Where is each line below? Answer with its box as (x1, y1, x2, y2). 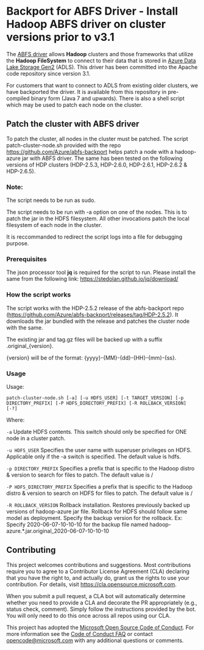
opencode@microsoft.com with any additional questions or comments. (6, 637, 184, 644)
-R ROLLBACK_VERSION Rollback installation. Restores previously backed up (6, 501, 191, 508)
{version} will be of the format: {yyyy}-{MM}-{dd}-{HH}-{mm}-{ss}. (6, 354, 177, 361)
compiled (6, 95, 30, 102)
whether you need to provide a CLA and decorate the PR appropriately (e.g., (6, 599, 198, 606)
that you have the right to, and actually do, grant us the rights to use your (6, 574, 190, 581)
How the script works (6, 291, 71, 299)
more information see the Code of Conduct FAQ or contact (6, 630, 153, 637)
